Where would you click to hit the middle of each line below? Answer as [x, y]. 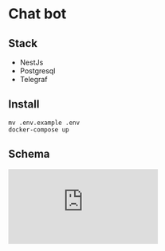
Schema [29, 154]
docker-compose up [39, 129]
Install [24, 104]
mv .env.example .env [44, 123]
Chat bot [37, 14]
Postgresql [37, 71]
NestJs [31, 62]
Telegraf [33, 79]
